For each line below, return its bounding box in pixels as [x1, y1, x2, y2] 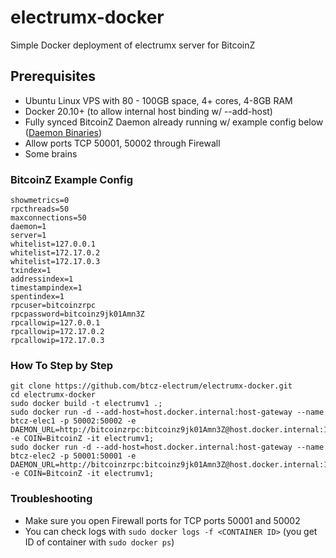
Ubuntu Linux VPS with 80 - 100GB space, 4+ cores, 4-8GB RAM [24, 94, 293, 106]
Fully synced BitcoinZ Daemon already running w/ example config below [24, 116, 324, 128]
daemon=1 [10, 222, 47, 232]
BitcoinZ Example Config [10, 172, 134, 186]
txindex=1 [10, 266, 52, 276]
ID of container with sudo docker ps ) [24, 536, 175, 548]
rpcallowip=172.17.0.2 [10, 327, 105, 337]
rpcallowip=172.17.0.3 [10, 336, 105, 346]
